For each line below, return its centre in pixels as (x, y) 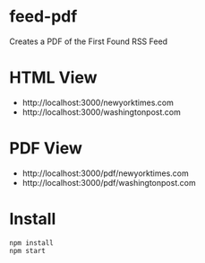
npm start (28, 250)
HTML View (53, 78)
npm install (31, 243)
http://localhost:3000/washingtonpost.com (101, 112)
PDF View (46, 149)
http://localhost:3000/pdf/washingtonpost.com (109, 182)
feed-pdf (43, 17)
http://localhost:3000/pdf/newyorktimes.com (106, 173)
